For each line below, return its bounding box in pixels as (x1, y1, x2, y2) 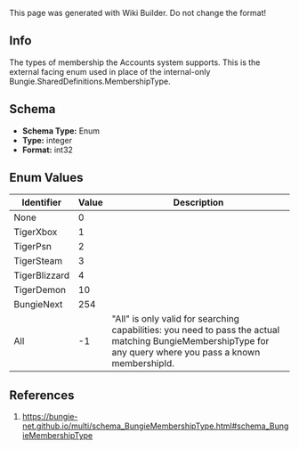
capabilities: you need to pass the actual (111, 324, 280, 337)
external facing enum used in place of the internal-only (9, 66, 211, 77)
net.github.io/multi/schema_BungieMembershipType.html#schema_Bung (21, 420, 289, 431)
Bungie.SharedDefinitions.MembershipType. (9, 76, 171, 86)
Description (173, 196, 224, 208)
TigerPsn (13, 241, 52, 253)
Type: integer (21, 135, 73, 145)
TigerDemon (13, 284, 67, 297)
